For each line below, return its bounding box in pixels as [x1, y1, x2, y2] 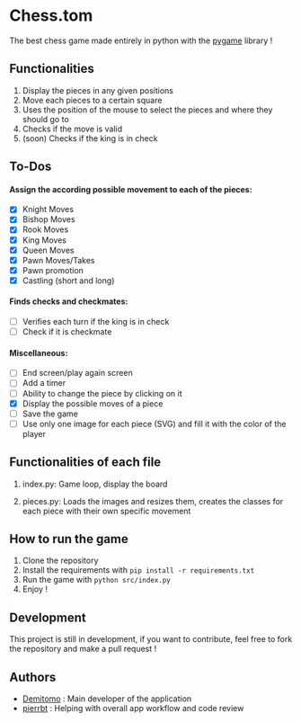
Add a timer [22, 378, 66, 388]
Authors [9, 669, 57, 684]
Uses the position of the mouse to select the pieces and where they [22, 104, 273, 115]
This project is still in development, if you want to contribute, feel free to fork [9, 634, 293, 645]
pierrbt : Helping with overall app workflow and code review [22, 703, 244, 713]
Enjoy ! [22, 584, 48, 594]
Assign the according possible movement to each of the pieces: [9, 183, 253, 194]
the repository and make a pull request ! [9, 644, 157, 655]
